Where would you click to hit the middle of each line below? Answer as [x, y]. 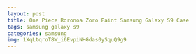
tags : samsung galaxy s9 [43, 27]
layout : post [26, 14]
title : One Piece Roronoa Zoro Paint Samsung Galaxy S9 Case [98, 20]
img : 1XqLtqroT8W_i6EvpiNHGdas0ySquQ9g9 [67, 40]
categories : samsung [37, 33]
